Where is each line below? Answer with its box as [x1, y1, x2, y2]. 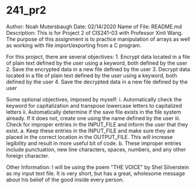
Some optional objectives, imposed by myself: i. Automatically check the [6, 95, 182, 103]
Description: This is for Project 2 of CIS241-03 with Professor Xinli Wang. [6, 29, 183, 36]
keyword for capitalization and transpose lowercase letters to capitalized [6, 102, 182, 109]
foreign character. [6, 152, 49, 159]
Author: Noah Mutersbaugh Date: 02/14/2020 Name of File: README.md [6, 23, 182, 30]
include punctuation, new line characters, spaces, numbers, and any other [6, 145, 187, 153]
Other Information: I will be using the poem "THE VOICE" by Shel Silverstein [6, 163, 190, 171]
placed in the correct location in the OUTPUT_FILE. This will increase [6, 133, 173, 140]
